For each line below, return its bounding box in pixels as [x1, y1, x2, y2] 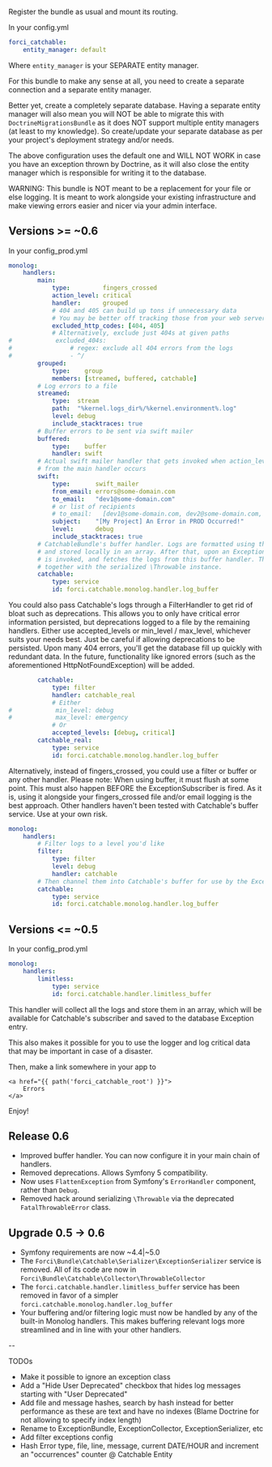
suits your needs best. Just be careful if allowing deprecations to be [8, 635, 236, 644]
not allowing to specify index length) [19, 1415, 142, 1425]
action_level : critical [51, 292, 132, 300]
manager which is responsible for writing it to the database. [8, 168, 207, 177]
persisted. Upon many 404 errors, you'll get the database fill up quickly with [8, 644, 262, 653]
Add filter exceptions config [19, 1432, 113, 1442]
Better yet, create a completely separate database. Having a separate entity [8, 101, 261, 110]
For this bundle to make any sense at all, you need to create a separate [8, 76, 244, 86]
